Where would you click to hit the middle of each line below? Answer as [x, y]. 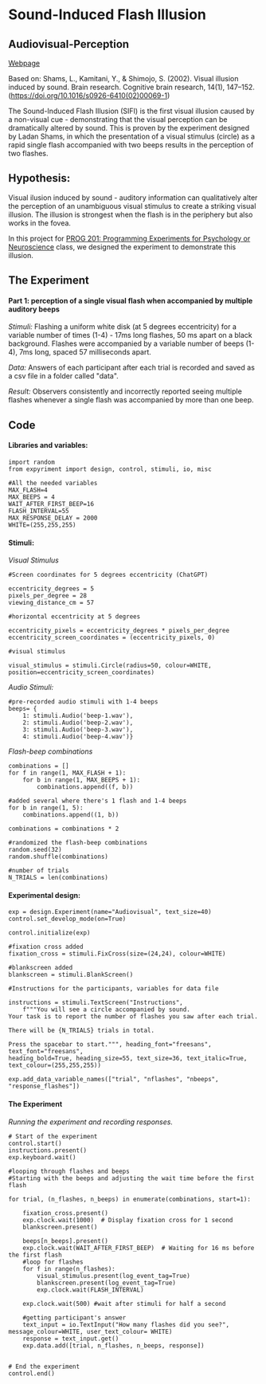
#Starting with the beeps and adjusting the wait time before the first [131, 1178]
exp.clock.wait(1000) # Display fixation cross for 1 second [128, 1220]
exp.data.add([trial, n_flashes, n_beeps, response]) [113, 1345]
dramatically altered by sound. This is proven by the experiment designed [129, 128]
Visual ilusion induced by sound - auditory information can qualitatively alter [133, 198]
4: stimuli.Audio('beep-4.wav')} [78, 737]
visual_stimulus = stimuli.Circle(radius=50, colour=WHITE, [110, 666]
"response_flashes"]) [44, 1086]
